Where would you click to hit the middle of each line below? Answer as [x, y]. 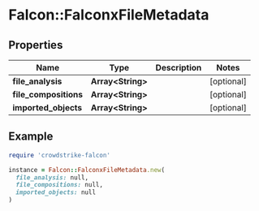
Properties [36, 45]
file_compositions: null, [60, 185]
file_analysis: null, [52, 177]
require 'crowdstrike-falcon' [60, 155]
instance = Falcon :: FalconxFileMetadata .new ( [86, 170]
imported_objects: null [56, 192]
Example [31, 137]
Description [179, 68]
